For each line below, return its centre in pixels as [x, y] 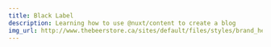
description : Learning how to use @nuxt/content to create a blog [122, 23]
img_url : [23, 30]
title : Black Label [41, 16]
